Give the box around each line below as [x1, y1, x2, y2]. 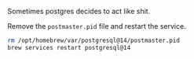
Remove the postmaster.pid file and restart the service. [7, 22, 186, 30]
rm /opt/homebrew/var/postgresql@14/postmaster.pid [7, 36, 180, 44]
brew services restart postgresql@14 [7, 43, 131, 51]
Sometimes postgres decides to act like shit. [7, 7, 151, 16]
